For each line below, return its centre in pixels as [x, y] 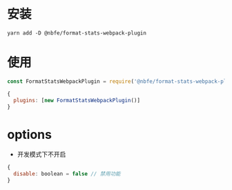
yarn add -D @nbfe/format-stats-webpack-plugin [77, 33]
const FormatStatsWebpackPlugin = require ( [71, 81]
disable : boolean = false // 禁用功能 [67, 174]
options [29, 134]
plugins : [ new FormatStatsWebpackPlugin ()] [77, 100]
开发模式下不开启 [41, 154]
